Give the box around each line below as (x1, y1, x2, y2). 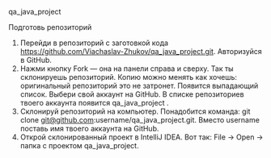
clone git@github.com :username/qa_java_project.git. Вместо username (19, 115, 260, 124)
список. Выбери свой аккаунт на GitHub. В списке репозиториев (19, 89, 244, 99)
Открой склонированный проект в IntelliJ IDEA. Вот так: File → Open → (19, 132, 264, 142)
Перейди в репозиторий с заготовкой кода (19, 38, 168, 48)
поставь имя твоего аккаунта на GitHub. (19, 124, 159, 133)
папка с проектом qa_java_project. (19, 141, 139, 150)
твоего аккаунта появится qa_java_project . (19, 98, 169, 107)
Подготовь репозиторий (8, 23, 92, 31)
